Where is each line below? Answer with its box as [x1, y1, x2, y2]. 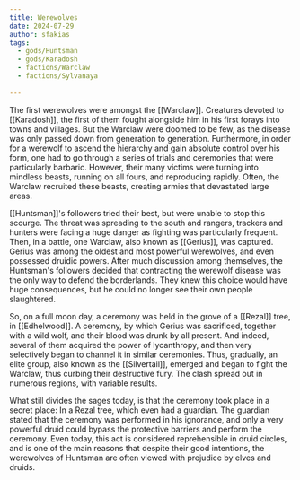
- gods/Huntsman [17, 47, 78, 56]
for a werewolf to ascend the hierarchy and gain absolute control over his [9, 143, 280, 153]
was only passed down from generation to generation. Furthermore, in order [9, 133, 292, 144]
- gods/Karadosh [17, 55, 78, 64]
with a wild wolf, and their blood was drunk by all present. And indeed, [9, 329, 269, 341]
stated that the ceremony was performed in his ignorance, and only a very [9, 414, 284, 424]
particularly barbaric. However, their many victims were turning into [9, 161, 259, 172]
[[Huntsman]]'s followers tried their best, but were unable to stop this [9, 207, 266, 218]
